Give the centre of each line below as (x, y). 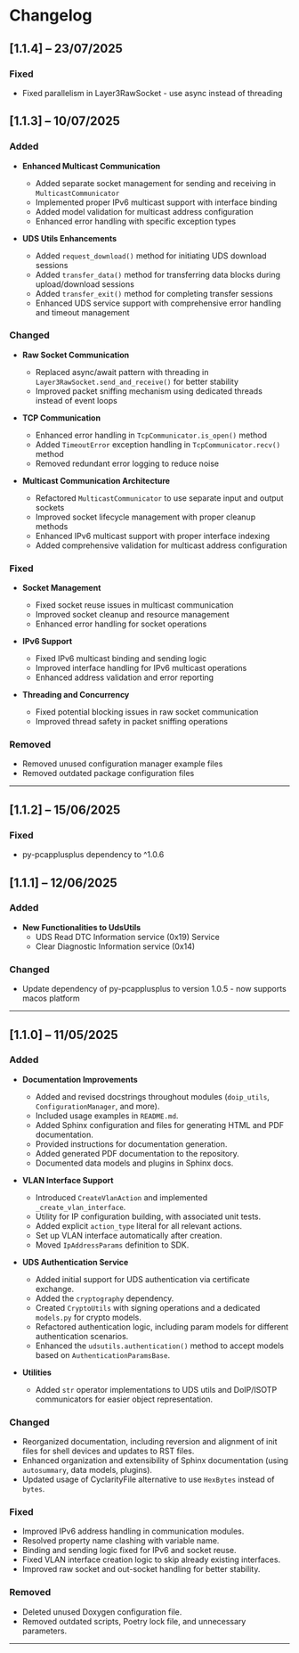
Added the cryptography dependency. (105, 1298)
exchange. (54, 1289)
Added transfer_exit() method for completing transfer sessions (154, 293)
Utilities (36, 1372)
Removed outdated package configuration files (108, 773)
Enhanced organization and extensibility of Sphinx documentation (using (155, 1461)
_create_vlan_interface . (81, 1207)
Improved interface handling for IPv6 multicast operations (141, 668)
